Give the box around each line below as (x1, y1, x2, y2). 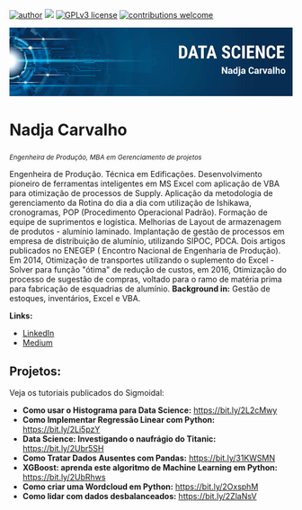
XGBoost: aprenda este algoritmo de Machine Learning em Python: (22, 462, 278, 473)
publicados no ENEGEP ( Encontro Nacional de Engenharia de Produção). (9, 246, 281, 256)
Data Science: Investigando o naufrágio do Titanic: (22, 434, 217, 444)
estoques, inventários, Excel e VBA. (9, 293, 141, 304)
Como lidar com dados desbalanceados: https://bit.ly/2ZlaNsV (22, 491, 258, 502)
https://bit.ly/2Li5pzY (22, 424, 101, 435)
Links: (9, 310, 33, 321)
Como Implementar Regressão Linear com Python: (22, 415, 216, 425)
